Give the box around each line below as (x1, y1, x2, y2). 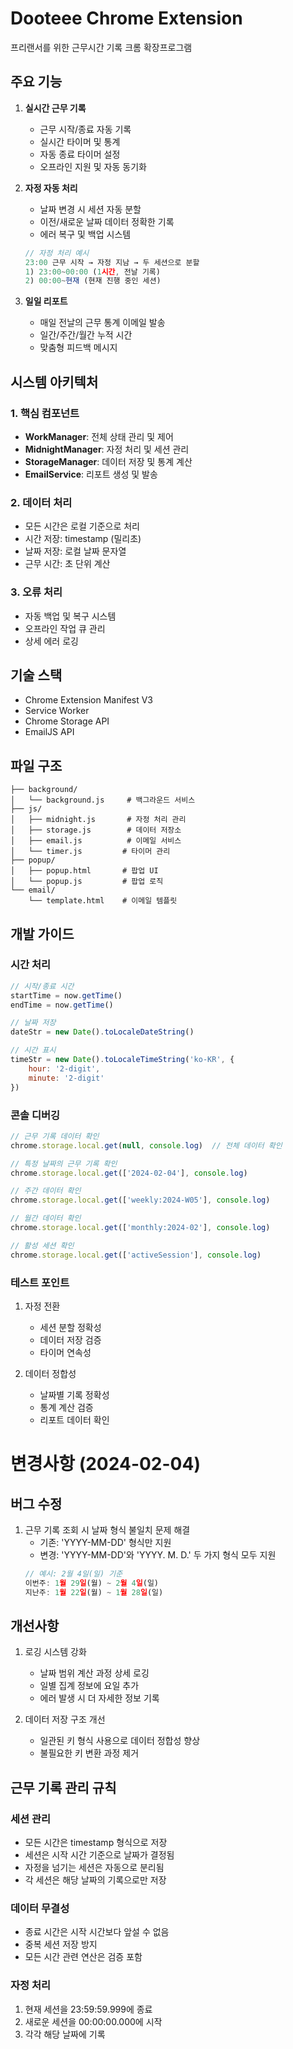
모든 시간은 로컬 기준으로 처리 (24, 520, 140, 532)
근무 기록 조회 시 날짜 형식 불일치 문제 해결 (24, 1523, 191, 1536)
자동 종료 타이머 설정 (39, 148, 121, 160)
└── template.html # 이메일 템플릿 (28, 896, 178, 906)
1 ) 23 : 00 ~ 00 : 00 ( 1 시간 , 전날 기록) (24, 267, 161, 277)
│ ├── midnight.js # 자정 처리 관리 (10, 815, 187, 825)
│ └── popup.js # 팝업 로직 (10, 877, 164, 887)
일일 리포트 (24, 295, 68, 307)
